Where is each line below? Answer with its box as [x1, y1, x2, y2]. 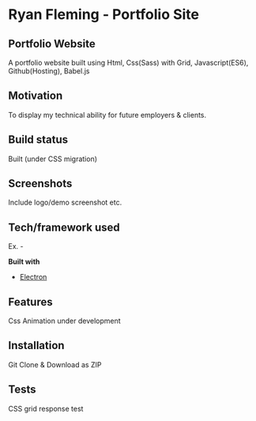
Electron [19, 273, 47, 282]
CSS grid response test [8, 404, 84, 413]
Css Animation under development [8, 316, 121, 325]
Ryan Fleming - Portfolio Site [8, 6, 200, 24]
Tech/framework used [8, 220, 120, 234]
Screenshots [8, 177, 73, 190]
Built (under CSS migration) [8, 154, 97, 164]
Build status [8, 133, 69, 147]
